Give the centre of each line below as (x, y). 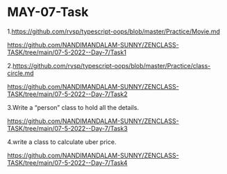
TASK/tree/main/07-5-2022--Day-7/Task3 (68, 128)
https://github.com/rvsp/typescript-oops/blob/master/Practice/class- (112, 65)
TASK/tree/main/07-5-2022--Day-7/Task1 (67, 52)
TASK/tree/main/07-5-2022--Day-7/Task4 (67, 163)
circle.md (20, 73)
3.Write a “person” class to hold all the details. (73, 107)
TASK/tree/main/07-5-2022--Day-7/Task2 (67, 94)
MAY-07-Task (48, 12)
